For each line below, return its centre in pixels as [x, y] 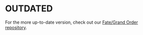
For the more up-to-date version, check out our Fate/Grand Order [71, 22]
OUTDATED [29, 9]
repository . [16, 27]
